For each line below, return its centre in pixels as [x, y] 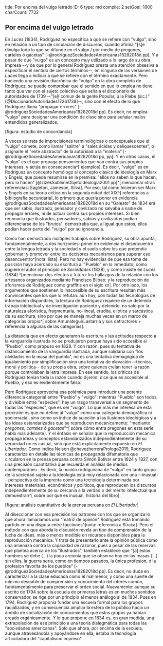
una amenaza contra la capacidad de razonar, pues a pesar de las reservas [80, 545]
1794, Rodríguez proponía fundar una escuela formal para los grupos [74, 602]
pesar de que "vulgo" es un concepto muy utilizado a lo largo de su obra [78, 60]
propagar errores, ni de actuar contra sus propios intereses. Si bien [72, 213]
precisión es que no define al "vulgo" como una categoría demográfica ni [79, 412]
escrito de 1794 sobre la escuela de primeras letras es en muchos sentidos [80, 592]
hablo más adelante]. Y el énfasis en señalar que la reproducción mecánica [80, 433]
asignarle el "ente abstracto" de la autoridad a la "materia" [63, 151]
